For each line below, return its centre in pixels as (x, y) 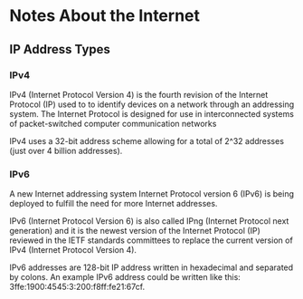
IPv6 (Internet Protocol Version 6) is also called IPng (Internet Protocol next (149, 221)
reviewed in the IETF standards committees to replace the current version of (151, 240)
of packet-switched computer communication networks (113, 123)
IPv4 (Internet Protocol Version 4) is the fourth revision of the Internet (139, 94)
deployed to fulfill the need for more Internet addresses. (114, 204)
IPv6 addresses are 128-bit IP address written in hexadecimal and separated (151, 267)
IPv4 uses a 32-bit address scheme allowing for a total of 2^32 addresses (147, 140)
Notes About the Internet (105, 16)
